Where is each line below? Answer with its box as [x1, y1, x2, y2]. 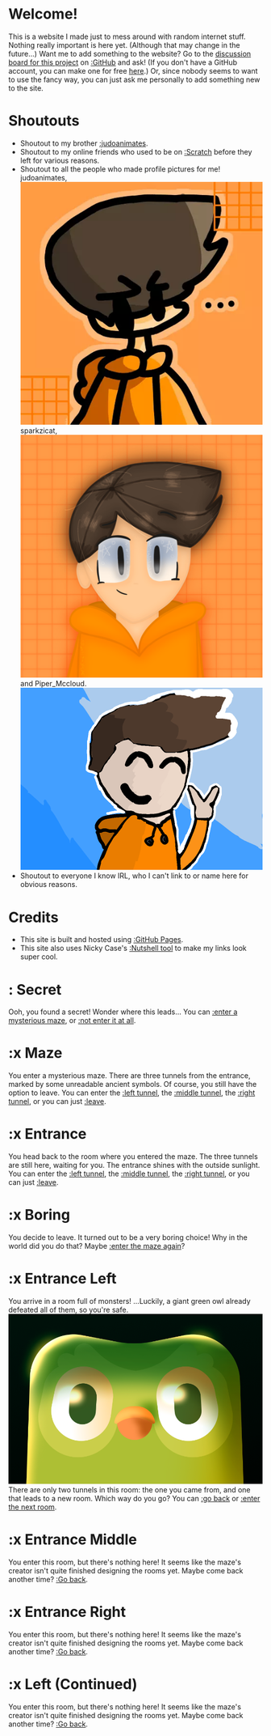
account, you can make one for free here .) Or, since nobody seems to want [8, 66, 258, 75]
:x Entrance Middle [8, 1530, 137, 1549]
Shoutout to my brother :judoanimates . [19, 138, 148, 148]
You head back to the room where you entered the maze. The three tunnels [8, 1152, 258, 1161]
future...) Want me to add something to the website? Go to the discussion [8, 49, 252, 58]
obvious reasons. [19, 880, 78, 889]
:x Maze [8, 1044, 63, 1063]
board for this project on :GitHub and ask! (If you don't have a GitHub [8, 57, 238, 67]
